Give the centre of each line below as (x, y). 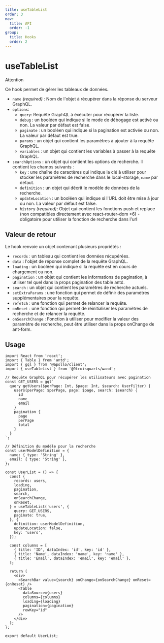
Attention (14, 80)
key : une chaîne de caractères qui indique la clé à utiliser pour (83, 172)
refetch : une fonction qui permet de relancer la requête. (70, 303)
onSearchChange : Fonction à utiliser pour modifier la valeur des (75, 319)
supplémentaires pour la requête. (46, 298)
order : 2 (18, 42)
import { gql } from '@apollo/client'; (46, 365)
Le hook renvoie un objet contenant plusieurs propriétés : (63, 246)
